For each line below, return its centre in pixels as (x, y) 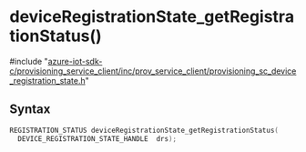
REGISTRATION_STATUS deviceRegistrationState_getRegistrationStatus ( (144, 130)
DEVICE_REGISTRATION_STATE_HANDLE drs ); (97, 138)
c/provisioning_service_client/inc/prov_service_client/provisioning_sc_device (153, 71)
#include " (29, 61)
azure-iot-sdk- (75, 61)
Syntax (30, 110)
